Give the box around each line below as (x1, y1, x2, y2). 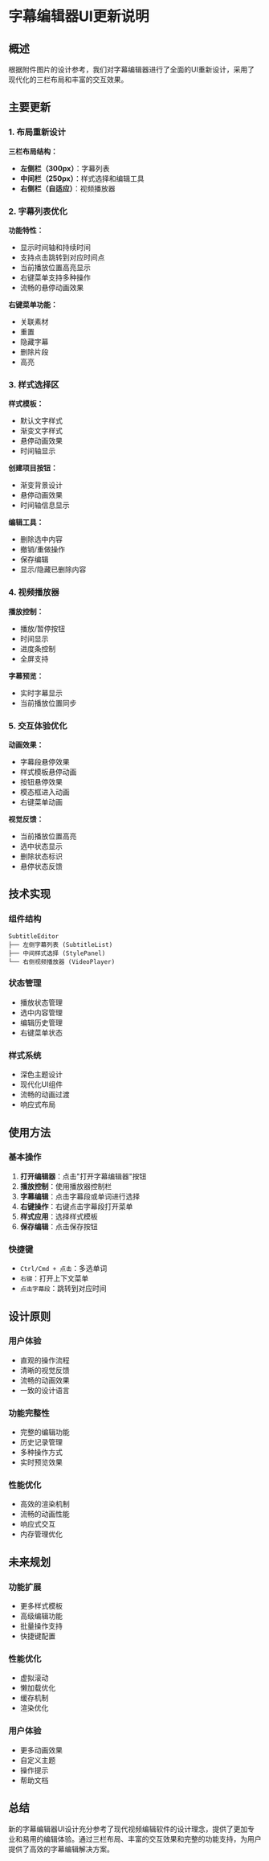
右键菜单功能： (8, 299, 58, 309)
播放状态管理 (19, 998, 63, 1007)
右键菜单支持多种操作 (19, 273, 91, 282)
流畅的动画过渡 (19, 1090, 70, 1100)
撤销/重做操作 (19, 544, 66, 555)
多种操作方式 (19, 1448, 63, 1457)
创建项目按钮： (8, 463, 58, 473)
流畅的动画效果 (19, 1375, 70, 1385)
